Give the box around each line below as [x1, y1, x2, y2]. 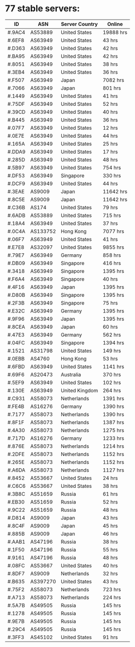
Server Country [61, 21, 98, 27]
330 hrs [102, 172, 121, 179]
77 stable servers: [5, 3, 80, 14]
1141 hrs [102, 363, 125, 370]
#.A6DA [7, 466, 25, 473]
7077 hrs [102, 228, 125, 235]
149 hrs [102, 347, 121, 354]
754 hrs [102, 164, 121, 171]
